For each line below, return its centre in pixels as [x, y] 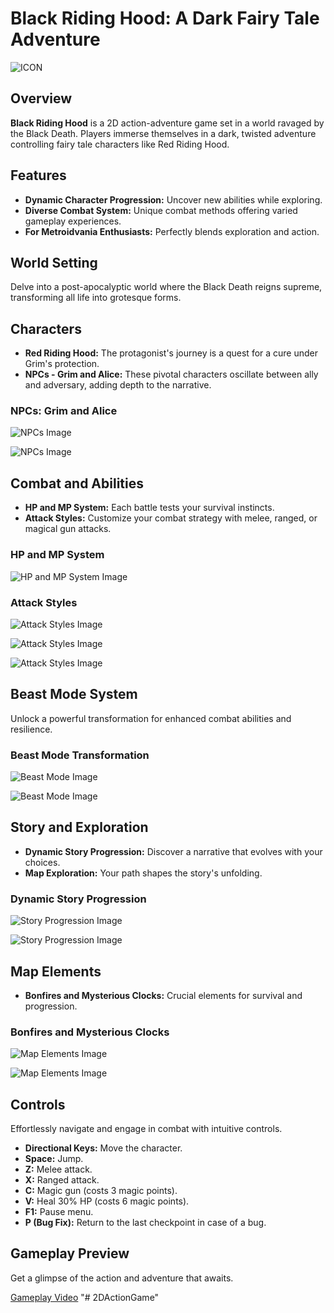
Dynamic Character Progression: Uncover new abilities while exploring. [173, 199]
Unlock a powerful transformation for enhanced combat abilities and [151, 718]
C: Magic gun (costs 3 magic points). [101, 1191]
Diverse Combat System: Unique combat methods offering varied [161, 210]
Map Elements [56, 971]
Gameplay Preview [70, 1253]
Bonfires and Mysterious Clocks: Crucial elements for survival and [163, 995]
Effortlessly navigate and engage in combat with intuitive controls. [146, 1129]
